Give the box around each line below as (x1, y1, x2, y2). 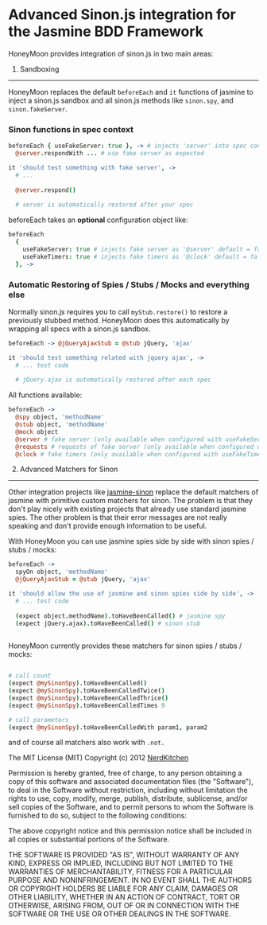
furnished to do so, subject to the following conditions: (8, 810, 187, 821)
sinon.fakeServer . (8, 103, 68, 113)
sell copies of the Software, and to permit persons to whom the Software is (8, 802, 254, 812)
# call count (8, 672, 52, 680)
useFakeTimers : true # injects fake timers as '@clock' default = (22, 252, 247, 260)
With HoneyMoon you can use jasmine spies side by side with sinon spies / (8, 537, 254, 546)
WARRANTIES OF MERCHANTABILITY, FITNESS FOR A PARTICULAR (8, 867, 233, 876)
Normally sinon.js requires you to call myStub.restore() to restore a (8, 306, 228, 316)
